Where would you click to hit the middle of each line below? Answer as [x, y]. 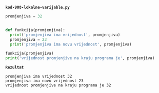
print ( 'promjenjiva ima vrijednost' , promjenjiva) [65, 35]
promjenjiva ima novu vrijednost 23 [44, 81]
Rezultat [15, 67]
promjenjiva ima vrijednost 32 [39, 77]
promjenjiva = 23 [28, 39]
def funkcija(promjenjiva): [35, 30]
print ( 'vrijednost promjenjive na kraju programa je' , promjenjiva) [80, 58]
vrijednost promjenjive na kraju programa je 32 [58, 85]
